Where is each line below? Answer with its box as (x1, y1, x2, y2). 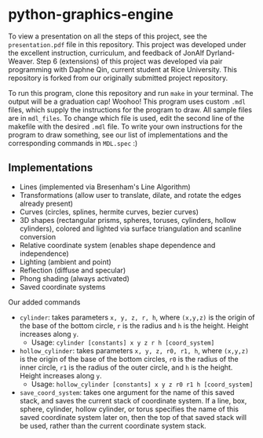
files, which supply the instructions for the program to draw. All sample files (8, 104, 253, 115)
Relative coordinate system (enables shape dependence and (19, 240, 216, 250)
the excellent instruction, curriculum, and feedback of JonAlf (8, 48, 205, 57)
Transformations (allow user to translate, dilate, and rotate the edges (19, 190, 242, 199)
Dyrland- (206, 48, 236, 57)
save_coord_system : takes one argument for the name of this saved (19, 387, 235, 397)
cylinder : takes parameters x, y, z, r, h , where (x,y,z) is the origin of (19, 312, 255, 322)
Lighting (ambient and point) (19, 257, 111, 266)
